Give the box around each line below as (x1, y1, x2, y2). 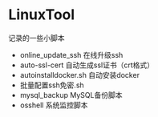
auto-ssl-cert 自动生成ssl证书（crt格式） (19, 60, 155, 70)
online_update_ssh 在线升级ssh (19, 50, 124, 59)
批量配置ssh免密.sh (19, 80, 84, 90)
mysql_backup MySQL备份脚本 (19, 90, 123, 99)
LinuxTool (8, 6, 75, 24)
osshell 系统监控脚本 (19, 100, 88, 110)
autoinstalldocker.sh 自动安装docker (19, 70, 140, 79)
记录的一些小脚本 (8, 33, 65, 42)
